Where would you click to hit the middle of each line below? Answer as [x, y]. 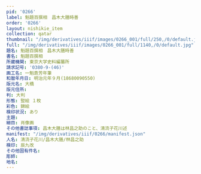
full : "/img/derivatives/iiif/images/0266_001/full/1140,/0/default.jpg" [100, 45]
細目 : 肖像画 [20, 123]
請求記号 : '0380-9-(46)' [35, 67]
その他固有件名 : [23, 151]
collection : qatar [29, 34]
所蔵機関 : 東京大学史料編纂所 [38, 62]
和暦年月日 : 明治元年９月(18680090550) [51, 78]
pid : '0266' [21, 12]
